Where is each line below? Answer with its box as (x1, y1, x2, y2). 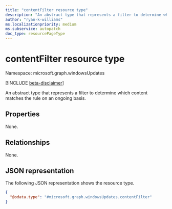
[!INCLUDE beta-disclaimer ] (5, 80, 64, 86)
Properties (5, 110, 40, 119)
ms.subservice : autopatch (5, 27, 60, 32)
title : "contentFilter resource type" (5, 7, 88, 13)
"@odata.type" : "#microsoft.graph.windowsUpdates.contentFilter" (10, 195, 153, 200)
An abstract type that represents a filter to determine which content (5, 90, 147, 96)
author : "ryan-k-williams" (5, 17, 63, 22)
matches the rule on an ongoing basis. (5, 95, 86, 101)
